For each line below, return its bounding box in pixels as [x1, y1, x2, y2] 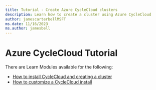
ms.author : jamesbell [5, 26, 51, 31]
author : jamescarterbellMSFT [5, 16, 66, 21]
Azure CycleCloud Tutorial [5, 47, 118, 59]
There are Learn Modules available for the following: [5, 64, 113, 70]
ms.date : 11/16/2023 [5, 21, 49, 26]
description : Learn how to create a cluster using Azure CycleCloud [5, 12, 151, 17]
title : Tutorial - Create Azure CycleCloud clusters [5, 7, 118, 12]
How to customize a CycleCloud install [12, 79, 92, 85]
